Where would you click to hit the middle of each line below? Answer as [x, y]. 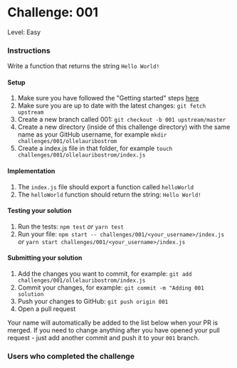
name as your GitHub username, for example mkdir [92, 135]
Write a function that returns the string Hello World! [84, 66]
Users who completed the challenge [71, 356]
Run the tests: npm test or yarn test [71, 226]
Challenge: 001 [53, 12]
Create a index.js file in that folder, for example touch [95, 148]
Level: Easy [24, 32]
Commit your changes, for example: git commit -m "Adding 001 [111, 288]
